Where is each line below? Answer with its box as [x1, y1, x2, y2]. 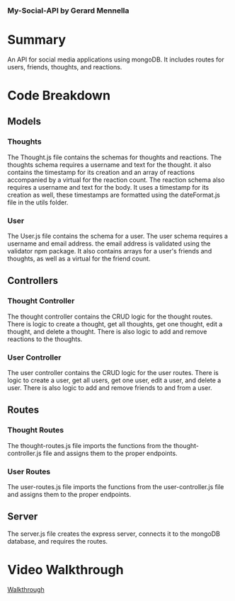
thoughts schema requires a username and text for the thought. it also [7, 160, 212, 168]
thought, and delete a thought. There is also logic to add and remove [7, 327, 207, 336]
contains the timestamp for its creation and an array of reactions [7, 168, 195, 176]
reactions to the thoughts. [7, 335, 83, 343]
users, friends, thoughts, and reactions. [7, 62, 122, 71]
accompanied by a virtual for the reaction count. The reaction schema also [7, 176, 225, 184]
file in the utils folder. [7, 198, 69, 207]
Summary [7, 32, 66, 48]
